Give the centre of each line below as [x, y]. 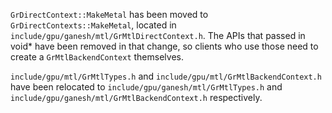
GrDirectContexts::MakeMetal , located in [93, 25]
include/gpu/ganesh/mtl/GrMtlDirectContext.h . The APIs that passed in [158, 35]
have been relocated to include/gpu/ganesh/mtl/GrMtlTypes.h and [146, 87]
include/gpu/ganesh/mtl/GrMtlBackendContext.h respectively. [136, 97]
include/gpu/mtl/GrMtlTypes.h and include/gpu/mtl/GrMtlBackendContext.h [166, 76]
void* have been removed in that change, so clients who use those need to [164, 46]
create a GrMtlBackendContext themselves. [97, 57]
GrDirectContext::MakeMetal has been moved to [109, 14]
